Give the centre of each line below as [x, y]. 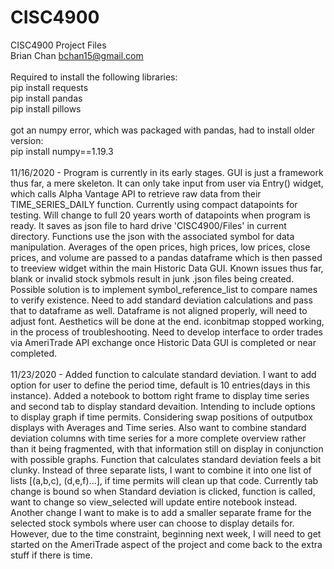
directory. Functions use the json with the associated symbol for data [152, 236]
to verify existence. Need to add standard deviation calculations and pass [161, 300]
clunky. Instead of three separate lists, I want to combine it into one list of [161, 470]
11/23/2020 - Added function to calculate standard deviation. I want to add [163, 374]
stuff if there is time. [51, 555]
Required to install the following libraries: [94, 77]
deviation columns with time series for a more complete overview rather [158, 438]
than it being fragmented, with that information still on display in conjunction [167, 448]
